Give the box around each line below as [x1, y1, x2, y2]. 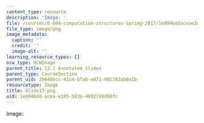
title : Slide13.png [6, 88, 56, 94]
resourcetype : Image [6, 82, 59, 88]
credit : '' [12, 43, 39, 49]
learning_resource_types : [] [6, 54, 80, 60]
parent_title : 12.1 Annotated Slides [6, 65, 102, 71]
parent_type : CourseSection [6, 71, 78, 77]
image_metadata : [6, 32, 47, 38]
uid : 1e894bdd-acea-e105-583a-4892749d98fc [6, 93, 118, 99]
